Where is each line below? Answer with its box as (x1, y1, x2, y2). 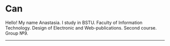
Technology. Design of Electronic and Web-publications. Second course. (5, 24, 157, 30)
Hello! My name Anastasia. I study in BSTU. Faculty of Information (5, 19, 143, 25)
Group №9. (5, 30, 29, 36)
